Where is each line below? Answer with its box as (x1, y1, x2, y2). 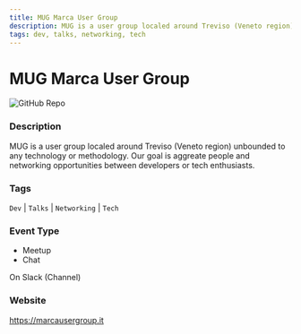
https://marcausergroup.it (9, 314, 105, 325)
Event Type (9, 225, 60, 237)
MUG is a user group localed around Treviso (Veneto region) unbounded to (9, 141, 286, 151)
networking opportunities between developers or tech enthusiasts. (9, 159, 255, 170)
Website (9, 295, 47, 307)
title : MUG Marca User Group (9, 13, 118, 22)
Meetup (21, 245, 52, 256)
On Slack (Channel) (9, 272, 82, 283)
